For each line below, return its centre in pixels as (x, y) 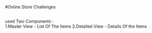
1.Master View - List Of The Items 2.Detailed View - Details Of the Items (76, 26)
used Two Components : (29, 21)
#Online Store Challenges (30, 7)
